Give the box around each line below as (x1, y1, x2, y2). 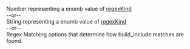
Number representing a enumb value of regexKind (6, 5, 132, 12)
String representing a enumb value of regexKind (6, 18, 127, 25)
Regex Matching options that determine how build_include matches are (6, 31, 184, 38)
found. (6, 38, 23, 44)
